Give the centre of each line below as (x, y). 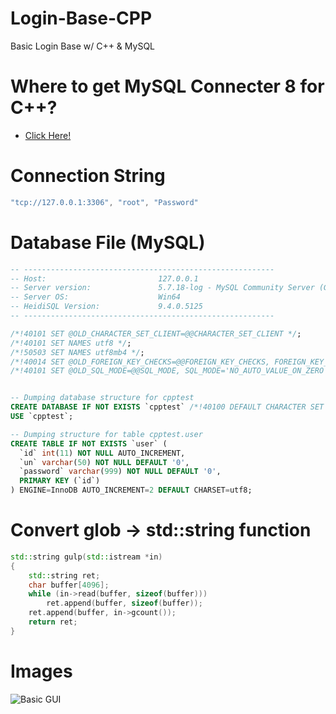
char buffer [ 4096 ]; (69, 585)
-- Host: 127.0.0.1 (104, 278)
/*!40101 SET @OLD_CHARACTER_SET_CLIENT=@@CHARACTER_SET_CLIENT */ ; (156, 333)
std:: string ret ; (64, 575)
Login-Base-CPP (81, 18)
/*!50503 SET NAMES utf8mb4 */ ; (77, 352)
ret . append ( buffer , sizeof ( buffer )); (124, 603)
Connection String (88, 176)
